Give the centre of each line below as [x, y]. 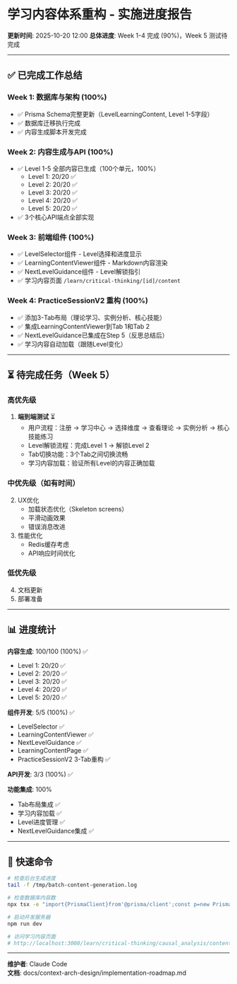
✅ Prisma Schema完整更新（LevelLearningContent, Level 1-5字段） [115, 114]
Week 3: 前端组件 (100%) [51, 237]
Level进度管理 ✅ [41, 822]
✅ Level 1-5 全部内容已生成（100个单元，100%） [89, 168]
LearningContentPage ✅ [53, 750]
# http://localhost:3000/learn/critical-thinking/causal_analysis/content [120, 943]
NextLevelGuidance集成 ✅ [56, 830]
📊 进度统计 [32, 630]
